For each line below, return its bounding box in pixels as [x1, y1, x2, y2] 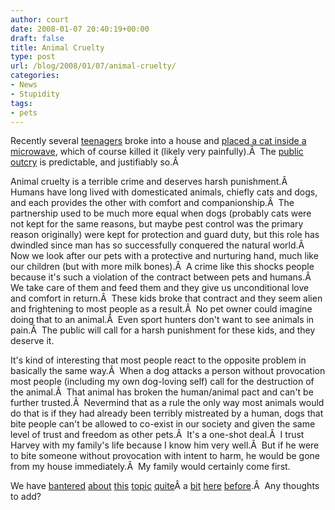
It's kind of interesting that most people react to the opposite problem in [10, 354, 307, 366]
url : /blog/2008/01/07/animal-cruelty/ [10, 61, 177, 71]
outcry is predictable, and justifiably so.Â [10, 156, 179, 168]
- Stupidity [10, 89, 60, 99]
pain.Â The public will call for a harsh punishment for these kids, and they [10, 324, 316, 336]
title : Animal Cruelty [10, 42, 105, 53]
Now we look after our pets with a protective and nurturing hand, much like [10, 250, 319, 262]
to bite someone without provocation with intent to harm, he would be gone [10, 450, 321, 462]
